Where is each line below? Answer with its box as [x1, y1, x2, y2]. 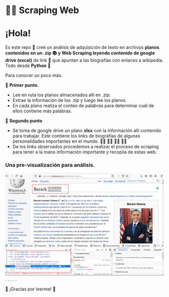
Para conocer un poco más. [5, 73, 63, 79]
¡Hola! [5, 28, 31, 39]
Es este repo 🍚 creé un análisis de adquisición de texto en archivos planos [5, 44, 159, 50]
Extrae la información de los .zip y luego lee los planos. [12, 97, 127, 103]
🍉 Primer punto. [5, 82, 39, 88]
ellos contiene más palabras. [12, 108, 72, 114]
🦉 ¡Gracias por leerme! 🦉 [5, 286, 56, 292]
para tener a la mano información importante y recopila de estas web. [12, 149, 157, 155]
